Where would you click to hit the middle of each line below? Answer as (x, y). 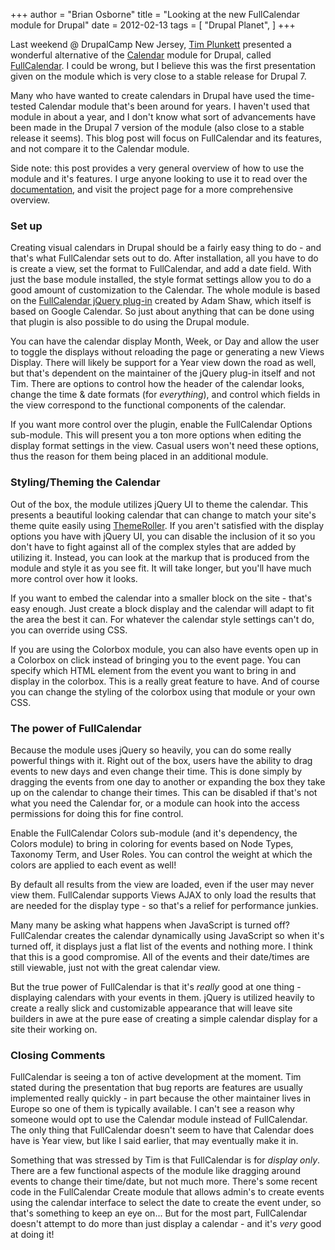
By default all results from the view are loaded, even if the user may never (162, 884)
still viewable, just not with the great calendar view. (115, 967)
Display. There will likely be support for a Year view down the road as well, (163, 363)
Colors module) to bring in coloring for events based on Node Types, (152, 843)
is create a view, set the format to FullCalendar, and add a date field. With (161, 269)
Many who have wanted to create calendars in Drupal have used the (151, 95)
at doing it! (32, 1235)
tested (23, 106)
